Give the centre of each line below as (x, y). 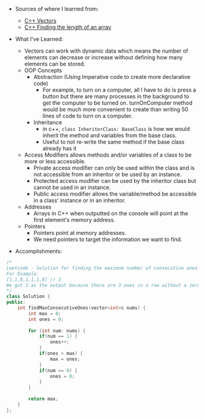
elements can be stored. (55, 64)
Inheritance (48, 122)
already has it (59, 148)
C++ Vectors (40, 20)
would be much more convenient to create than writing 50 (115, 109)
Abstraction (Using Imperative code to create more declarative (112, 77)
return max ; (44, 399)
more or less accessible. (55, 161)
